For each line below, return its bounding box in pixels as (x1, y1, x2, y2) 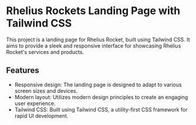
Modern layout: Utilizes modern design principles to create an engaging (14, 93, 188, 100)
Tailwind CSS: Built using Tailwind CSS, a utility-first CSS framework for (14, 106, 188, 113)
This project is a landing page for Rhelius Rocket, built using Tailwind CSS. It (6, 36, 190, 43)
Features (6, 66, 39, 76)
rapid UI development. (14, 112, 69, 119)
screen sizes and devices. (14, 87, 78, 94)
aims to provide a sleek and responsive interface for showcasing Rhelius (6, 42, 181, 49)
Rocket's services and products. (6, 48, 84, 55)
